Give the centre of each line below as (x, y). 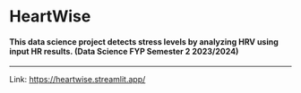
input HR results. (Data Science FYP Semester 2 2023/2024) (124, 51)
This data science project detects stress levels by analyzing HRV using (144, 41)
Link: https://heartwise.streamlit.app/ (77, 80)
